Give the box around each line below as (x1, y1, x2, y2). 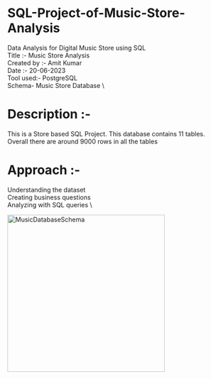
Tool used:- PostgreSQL (7, 73, 78, 82)
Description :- (7, 106, 91, 122)
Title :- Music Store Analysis (7, 51, 90, 60)
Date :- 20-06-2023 (7, 66, 66, 75)
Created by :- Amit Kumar (7, 58, 82, 67)
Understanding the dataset (7, 185, 86, 194)
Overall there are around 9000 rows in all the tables (7, 137, 158, 145)
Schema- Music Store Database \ (7, 81, 105, 89)
